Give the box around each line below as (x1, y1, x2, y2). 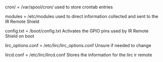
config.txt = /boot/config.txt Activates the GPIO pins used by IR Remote (5, 28, 149, 33)
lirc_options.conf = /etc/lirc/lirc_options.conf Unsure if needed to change (5, 43, 151, 48)
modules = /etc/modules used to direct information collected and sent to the (5, 14, 159, 19)
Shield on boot (5, 33, 35, 39)
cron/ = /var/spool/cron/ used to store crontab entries (5, 4, 113, 10)
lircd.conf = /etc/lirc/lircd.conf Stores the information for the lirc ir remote (5, 52, 152, 58)
